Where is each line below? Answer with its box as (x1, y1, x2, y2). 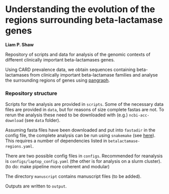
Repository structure (5, 90, 58, 97)
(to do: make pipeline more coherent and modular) (5, 164, 110, 170)
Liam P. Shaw (5, 41, 34, 47)
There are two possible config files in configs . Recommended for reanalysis (5, 153, 163, 159)
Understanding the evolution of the (5, 4, 155, 15)
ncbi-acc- (129, 113, 150, 118)
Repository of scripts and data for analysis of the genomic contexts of (5, 51, 150, 57)
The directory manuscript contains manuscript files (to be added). (5, 173, 142, 179)
